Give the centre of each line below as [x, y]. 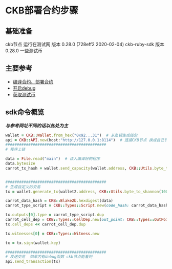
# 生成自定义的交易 [23, 187]
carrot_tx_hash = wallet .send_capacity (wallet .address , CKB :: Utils [79, 168]
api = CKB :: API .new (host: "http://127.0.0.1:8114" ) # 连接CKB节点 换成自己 [85, 140]
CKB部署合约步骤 [42, 11]
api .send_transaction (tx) [33, 262]
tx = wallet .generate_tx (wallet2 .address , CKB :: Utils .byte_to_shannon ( [83, 192]
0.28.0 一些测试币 [24, 51]
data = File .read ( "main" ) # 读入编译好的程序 [53, 159]
